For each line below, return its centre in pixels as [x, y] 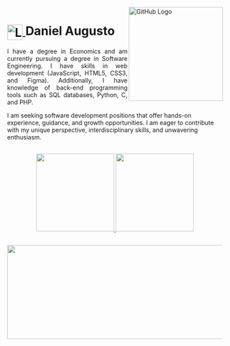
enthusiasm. [24, 137]
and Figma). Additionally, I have [67, 81]
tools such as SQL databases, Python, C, [67, 95]
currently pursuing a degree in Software [67, 59]
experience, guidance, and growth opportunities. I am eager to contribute [111, 123]
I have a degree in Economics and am [67, 51]
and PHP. [20, 103]
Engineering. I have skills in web [67, 66]
